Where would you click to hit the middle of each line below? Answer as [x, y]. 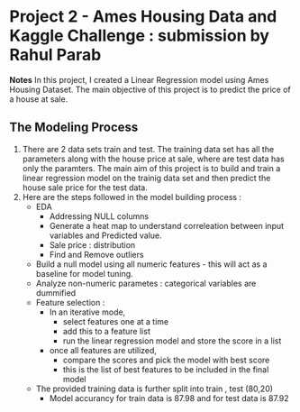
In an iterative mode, [87, 312]
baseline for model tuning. [84, 273]
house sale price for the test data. [85, 188]
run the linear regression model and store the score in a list [172, 341]
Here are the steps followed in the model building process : [132, 197]
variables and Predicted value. [105, 235]
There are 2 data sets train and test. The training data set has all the [148, 149]
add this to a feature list [106, 331]
